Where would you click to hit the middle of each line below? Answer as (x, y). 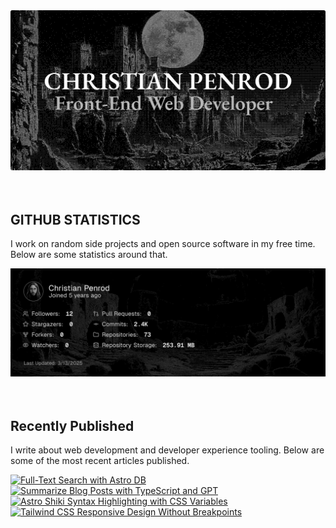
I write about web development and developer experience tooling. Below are (167, 450)
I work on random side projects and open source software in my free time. (163, 244)
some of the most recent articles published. (100, 461)
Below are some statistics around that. (89, 255)
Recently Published (72, 425)
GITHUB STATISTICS (75, 219)
